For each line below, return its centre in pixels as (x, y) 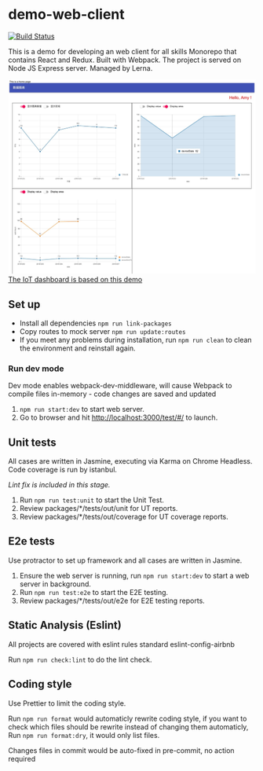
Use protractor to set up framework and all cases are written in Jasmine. (125, 560)
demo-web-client (67, 15)
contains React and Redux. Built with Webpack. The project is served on (125, 60)
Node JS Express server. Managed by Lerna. (80, 68)
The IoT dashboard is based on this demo (75, 280)
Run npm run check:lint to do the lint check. (80, 659)
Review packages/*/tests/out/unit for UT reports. (99, 508)
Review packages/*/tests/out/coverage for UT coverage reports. (124, 517)
